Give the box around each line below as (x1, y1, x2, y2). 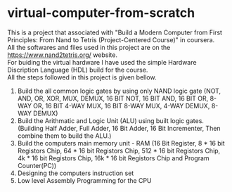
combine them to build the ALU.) (17, 132, 112, 140)
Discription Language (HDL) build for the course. (7, 65, 148, 74)
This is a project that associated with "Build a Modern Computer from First (7, 28, 223, 37)
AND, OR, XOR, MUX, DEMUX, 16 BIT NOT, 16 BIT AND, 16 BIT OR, (17, 94, 209, 103)
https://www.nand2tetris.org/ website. (7, 51, 118, 59)
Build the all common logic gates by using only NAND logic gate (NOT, (17, 87, 221, 95)
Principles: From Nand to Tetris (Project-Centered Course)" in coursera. (7, 35, 215, 44)
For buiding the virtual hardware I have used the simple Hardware (7, 58, 197, 66)
